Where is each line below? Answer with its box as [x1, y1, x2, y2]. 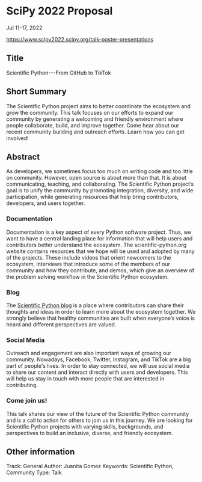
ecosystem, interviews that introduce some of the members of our [6, 260, 170, 267]
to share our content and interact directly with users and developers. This [6, 368, 188, 376]
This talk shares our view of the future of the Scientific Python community [6, 410, 189, 417]
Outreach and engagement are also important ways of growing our [6, 350, 172, 357]
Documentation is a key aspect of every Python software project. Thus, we [6, 228, 191, 236]
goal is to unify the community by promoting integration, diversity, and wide [6, 187, 194, 194]
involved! [6, 134, 29, 142]
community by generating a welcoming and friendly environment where [6, 115, 183, 123]
